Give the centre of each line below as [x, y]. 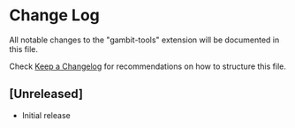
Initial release [46, 115]
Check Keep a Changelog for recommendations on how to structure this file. [148, 66]
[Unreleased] [46, 94]
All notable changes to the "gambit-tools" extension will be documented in [144, 40]
